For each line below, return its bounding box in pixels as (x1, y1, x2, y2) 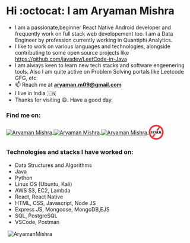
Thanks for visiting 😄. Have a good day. (14, 96, 113, 103)
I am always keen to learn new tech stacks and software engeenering (14, 61, 185, 69)
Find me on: (6, 111, 41, 119)
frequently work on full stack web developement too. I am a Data (14, 30, 173, 37)
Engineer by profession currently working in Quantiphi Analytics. (14, 36, 173, 43)
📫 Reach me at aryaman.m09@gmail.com (14, 81, 122, 88)
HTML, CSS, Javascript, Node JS (14, 199, 96, 206)
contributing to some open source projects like (14, 49, 129, 56)
